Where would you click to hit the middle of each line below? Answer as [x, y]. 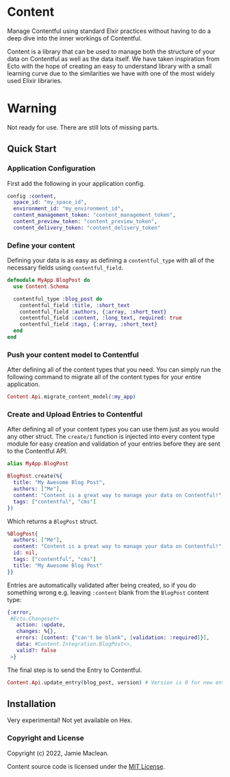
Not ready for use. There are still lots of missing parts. [83, 127]
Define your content [41, 246]
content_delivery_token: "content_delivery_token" [87, 228]
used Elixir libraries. [35, 80]
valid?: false [36, 650]
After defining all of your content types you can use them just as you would [113, 429]
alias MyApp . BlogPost [38, 464]
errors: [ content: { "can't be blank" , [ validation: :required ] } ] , [113, 638]
